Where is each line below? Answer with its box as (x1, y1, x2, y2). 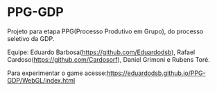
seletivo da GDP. (7, 34, 55, 42)
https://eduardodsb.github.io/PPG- (106, 69, 206, 77)
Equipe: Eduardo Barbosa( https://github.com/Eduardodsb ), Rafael (7, 48, 196, 56)
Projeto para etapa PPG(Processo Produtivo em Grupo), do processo (7, 27, 204, 35)
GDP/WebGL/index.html (7, 76, 76, 84)
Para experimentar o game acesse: (7, 69, 107, 77)
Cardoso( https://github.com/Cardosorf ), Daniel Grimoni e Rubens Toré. (7, 55, 210, 63)
